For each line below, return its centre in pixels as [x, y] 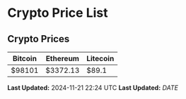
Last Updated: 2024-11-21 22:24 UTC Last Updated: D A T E [93, 88]
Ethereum [63, 59]
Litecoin [100, 59]
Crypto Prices [39, 39]
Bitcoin [25, 59]
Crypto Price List [58, 13]
